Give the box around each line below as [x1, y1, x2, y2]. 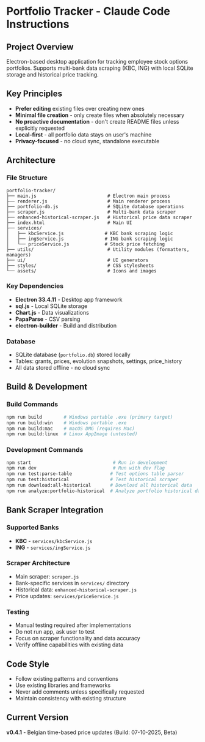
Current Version [6, 712, 69, 723]
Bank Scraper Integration [6, 505, 104, 515]
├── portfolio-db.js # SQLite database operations [6, 203, 184, 209]
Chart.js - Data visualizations [15, 309, 90, 316]
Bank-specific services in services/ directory [15, 579, 129, 586]
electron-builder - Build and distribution [15, 321, 117, 329]
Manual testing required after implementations [15, 621, 132, 629]
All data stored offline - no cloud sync [15, 364, 110, 372]
